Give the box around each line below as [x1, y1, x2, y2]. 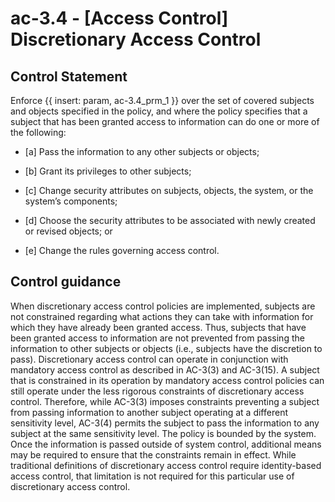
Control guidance [10, 273, 122, 291]
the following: [10, 127, 67, 138]
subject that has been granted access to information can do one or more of [10, 116, 320, 127]
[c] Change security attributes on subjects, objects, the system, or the [24, 185, 314, 196]
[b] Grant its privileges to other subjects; [24, 165, 192, 177]
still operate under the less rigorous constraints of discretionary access [10, 385, 305, 397]
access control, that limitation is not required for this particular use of [10, 470, 295, 482]
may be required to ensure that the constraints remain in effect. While [10, 448, 297, 461]
